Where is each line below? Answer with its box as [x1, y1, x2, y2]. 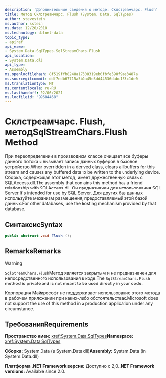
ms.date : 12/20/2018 [5, 26, 48, 31]
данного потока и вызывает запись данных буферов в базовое [5, 159, 138, 165]
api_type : [5, 62, 26, 67]
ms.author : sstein [5, 21, 43, 26]
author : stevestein [5, 16, 45, 21]
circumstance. [5, 305, 35, 312]
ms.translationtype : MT [5, 81, 54, 86]
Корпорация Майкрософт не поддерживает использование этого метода [5, 290, 160, 296]
